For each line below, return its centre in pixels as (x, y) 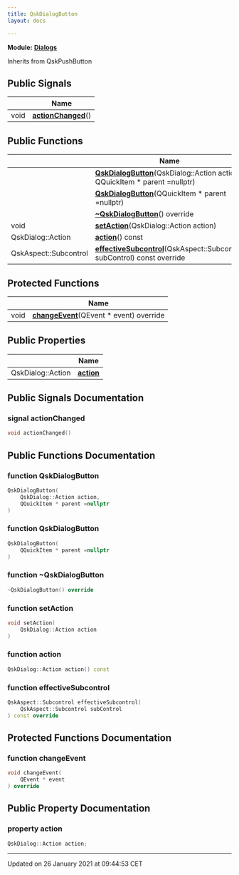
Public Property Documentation (79, 808)
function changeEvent (47, 758)
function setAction (41, 608)
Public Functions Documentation (81, 455)
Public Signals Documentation (76, 398)
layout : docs (27, 21)
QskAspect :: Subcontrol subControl (71, 709)
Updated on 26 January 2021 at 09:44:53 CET (75, 864)
